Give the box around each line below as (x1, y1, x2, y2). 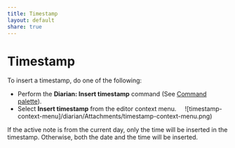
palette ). (17, 97, 42, 105)
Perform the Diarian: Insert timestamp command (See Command (17, 90, 207, 98)
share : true (7, 23, 42, 30)
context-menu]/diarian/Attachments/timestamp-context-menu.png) (17, 112, 213, 121)
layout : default (7, 17, 55, 24)
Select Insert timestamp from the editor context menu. (17, 105, 177, 113)
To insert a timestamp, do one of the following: (7, 76, 142, 84)
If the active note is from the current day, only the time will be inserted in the (7, 126, 228, 134)
